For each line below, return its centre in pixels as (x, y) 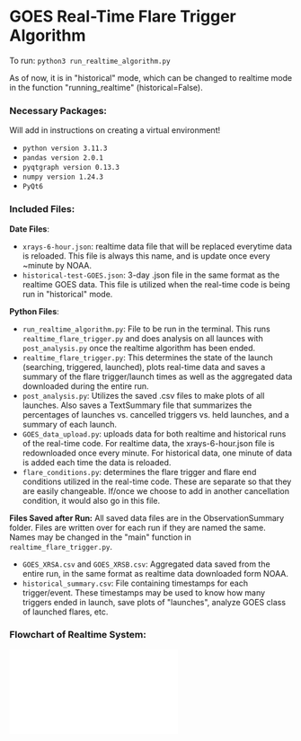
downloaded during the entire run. (86, 386)
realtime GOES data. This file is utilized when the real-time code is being (156, 284)
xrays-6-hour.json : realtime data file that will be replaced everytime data (157, 246)
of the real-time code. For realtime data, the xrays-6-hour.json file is (149, 443)
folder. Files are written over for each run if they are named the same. (138, 527)
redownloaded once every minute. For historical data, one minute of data (157, 453)
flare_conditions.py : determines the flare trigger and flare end (139, 472)
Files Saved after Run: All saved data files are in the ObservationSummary (147, 517)
